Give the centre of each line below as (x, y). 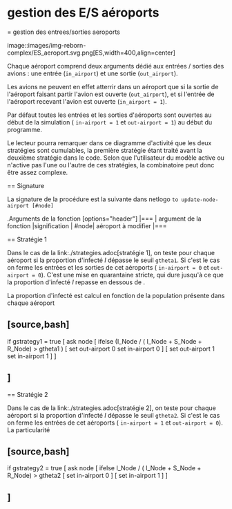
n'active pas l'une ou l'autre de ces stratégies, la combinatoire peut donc (111, 165)
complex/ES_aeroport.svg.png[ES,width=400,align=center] (91, 53)
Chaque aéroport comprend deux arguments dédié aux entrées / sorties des (116, 66)
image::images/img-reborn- (47, 45)
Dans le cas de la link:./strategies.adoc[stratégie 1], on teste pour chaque (111, 252)
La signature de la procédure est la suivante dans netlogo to (93, 199)
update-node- (200, 200)
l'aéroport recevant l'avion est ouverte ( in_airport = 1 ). (87, 101)
